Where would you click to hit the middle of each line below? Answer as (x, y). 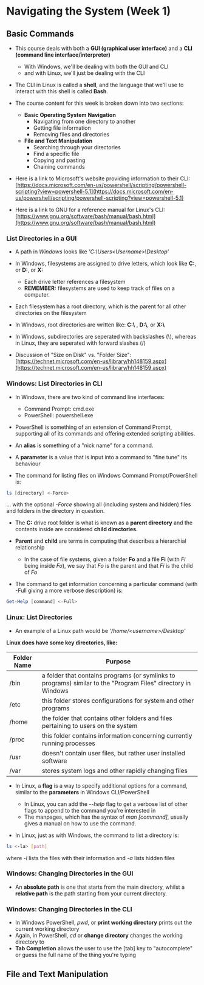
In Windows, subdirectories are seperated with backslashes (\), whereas (106, 337)
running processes (68, 743)
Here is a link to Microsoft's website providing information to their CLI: (102, 178)
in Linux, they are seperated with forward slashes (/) (80, 343)
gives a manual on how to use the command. (80, 823)
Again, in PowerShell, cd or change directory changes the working (99, 936)
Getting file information (62, 128)
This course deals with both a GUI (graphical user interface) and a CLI (104, 48)
